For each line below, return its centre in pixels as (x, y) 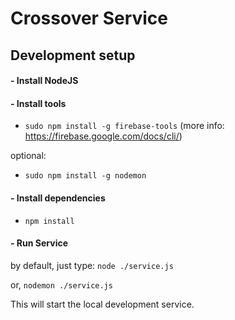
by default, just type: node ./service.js (92, 265)
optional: (28, 156)
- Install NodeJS (44, 81)
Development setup (73, 55)
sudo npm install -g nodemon (85, 176)
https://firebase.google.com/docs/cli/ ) (103, 136)
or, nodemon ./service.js (61, 284)
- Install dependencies (58, 198)
